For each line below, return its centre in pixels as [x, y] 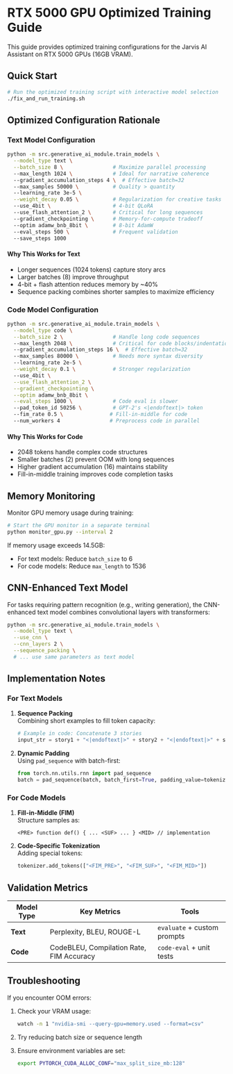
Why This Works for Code [45, 436]
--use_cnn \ [31, 638]
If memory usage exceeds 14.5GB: [56, 545]
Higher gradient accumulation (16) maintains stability [93, 467]
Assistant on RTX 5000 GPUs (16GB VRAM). [70, 54]
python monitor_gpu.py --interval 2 [60, 532]
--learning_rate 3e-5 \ [48, 193]
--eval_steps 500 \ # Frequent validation [96, 232]
